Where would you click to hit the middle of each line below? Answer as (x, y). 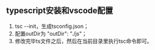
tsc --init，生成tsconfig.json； (52, 26)
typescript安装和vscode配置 (60, 11)
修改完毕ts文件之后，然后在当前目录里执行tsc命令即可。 (83, 41)
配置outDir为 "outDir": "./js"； (51, 33)
